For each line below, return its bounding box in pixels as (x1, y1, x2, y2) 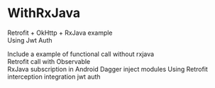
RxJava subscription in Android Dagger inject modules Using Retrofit (7, 65, 208, 73)
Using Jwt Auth (7, 35, 53, 44)
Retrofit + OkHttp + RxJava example (7, 28, 113, 37)
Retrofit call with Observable (7, 57, 91, 65)
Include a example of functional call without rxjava (7, 50, 155, 58)
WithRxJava (7, 5, 80, 21)
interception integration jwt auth (7, 72, 101, 81)
